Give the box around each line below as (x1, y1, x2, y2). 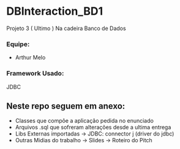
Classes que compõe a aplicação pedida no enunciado (15, 117, 154, 124)
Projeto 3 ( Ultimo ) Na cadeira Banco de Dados (6, 25, 127, 32)
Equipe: (6, 40, 30, 48)
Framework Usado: (6, 69, 64, 78)
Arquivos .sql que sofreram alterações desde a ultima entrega (15, 124, 171, 131)
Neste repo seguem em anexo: (6, 101, 126, 111)
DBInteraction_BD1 (6, 4, 103, 18)
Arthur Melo (15, 54, 46, 61)
